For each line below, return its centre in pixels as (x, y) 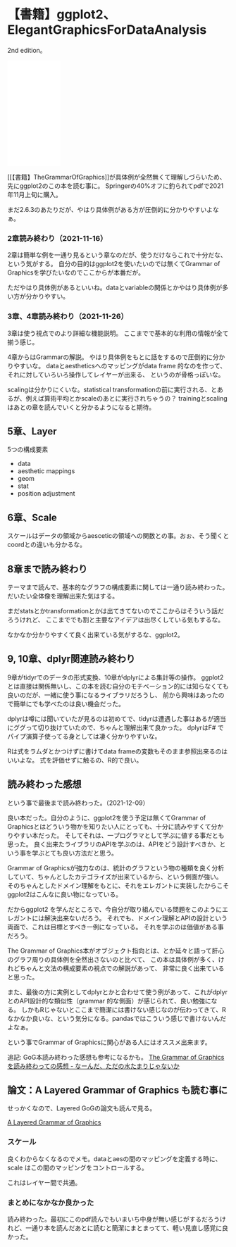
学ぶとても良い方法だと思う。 (75, 853)
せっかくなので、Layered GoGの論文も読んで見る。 (82, 1108)
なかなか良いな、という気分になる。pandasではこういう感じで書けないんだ (117, 1018)
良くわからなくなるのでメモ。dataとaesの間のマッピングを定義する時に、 (114, 1158)
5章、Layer (32, 431)
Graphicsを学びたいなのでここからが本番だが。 (76, 272)
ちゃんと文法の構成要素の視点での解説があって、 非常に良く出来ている (122, 968)
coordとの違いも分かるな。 (47, 545)
